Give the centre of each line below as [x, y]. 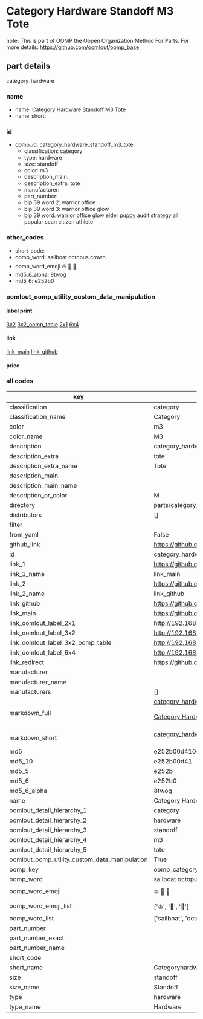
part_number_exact [37, 938]
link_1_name [27, 574]
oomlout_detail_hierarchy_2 [48, 820]
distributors [26, 515]
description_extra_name [43, 465]
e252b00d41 [173, 761]
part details [28, 66]
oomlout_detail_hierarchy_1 [48, 810]
